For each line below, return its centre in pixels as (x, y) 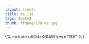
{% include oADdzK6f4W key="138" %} (45, 37)
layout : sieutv (20, 9)
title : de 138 (19, 14)
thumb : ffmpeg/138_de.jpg (31, 23)
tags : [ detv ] (18, 18)
